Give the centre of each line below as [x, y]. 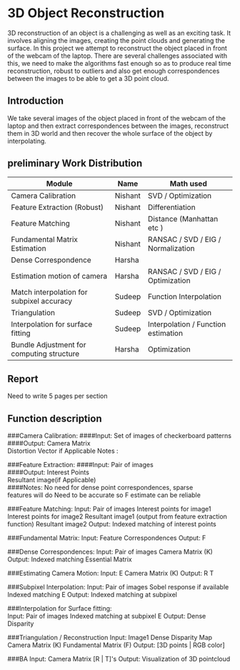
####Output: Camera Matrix [49, 444]
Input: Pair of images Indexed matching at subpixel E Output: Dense [107, 616]
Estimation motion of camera [59, 276]
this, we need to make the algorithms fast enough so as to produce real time [120, 63]
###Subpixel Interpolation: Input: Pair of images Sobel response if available [118, 587]
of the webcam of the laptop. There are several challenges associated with [117, 56]
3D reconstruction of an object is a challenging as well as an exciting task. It [119, 33]
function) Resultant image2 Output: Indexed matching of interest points [112, 524]
